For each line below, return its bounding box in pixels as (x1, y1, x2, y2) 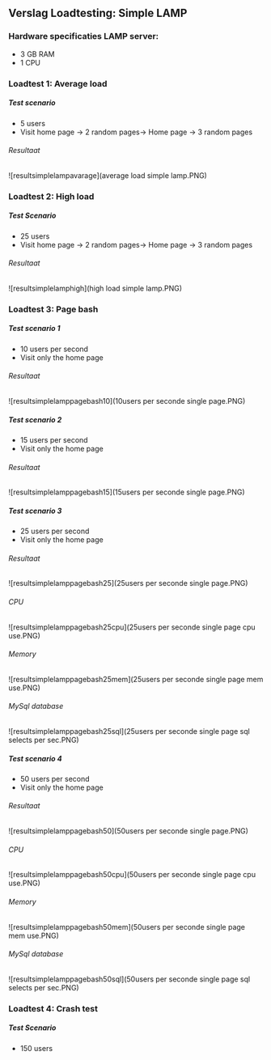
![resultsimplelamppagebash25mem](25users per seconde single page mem (8, 674, 264, 684)
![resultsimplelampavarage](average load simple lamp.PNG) (8, 170, 208, 180)
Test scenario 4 (8, 753, 62, 763)
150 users (19, 1043, 53, 1053)
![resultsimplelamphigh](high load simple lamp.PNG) (8, 283, 183, 293)
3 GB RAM (19, 49, 55, 59)
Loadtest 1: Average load (8, 78, 108, 89)
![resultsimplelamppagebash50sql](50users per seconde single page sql (8, 974, 251, 984)
